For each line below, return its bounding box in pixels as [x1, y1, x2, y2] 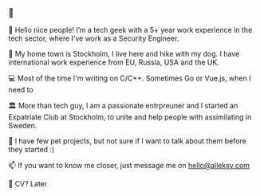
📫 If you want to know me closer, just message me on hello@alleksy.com [8, 161, 250, 171]
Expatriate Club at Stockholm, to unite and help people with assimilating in [8, 112, 252, 122]
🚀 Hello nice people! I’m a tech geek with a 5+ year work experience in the [8, 25, 253, 35]
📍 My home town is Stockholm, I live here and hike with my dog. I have [8, 49, 240, 59]
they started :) [8, 145, 55, 155]
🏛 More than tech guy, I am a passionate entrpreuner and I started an [8, 101, 238, 111]
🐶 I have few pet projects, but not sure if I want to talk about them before [8, 136, 247, 146]
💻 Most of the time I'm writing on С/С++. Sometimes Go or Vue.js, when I [8, 73, 251, 83]
